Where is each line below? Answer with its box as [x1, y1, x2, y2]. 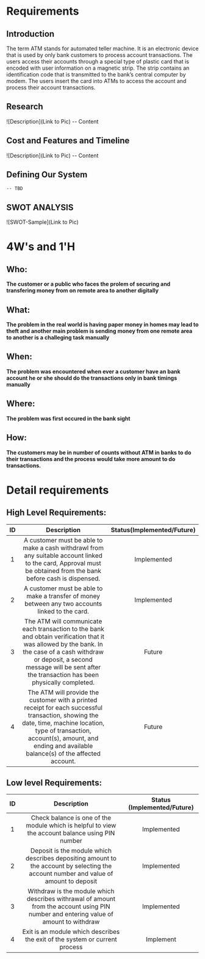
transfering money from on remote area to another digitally [6, 287, 159, 294]
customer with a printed [29, 695, 98, 704]
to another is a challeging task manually [6, 334, 110, 341]
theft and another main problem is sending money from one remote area [6, 327, 193, 335]
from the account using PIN [31, 902, 111, 911]
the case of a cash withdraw [23, 647, 104, 656]
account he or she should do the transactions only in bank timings [6, 374, 178, 382]
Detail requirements [6, 483, 109, 497]
